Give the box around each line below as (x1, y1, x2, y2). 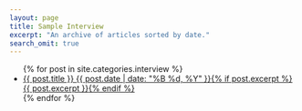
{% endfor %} (22, 93, 76, 104)
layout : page (9, 13, 59, 23)
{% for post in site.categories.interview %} (22, 64, 183, 75)
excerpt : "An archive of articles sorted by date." (9, 30, 210, 39)
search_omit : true (9, 38, 79, 48)
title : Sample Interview (9, 22, 104, 31)
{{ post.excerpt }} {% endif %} (22, 83, 135, 94)
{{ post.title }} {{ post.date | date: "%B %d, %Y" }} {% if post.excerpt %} (22, 74, 294, 85)
